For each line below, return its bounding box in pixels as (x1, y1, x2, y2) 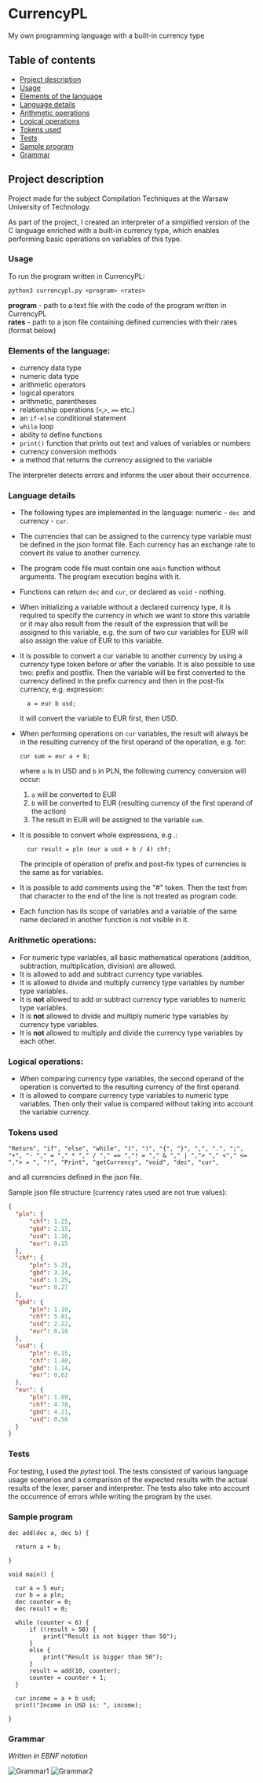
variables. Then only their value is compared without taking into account (19, 1099, 254, 1109)
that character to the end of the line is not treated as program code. (19, 891, 238, 901)
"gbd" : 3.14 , (28, 1269, 72, 1277)
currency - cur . (19, 517, 69, 526)
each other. (19, 1036, 57, 1046)
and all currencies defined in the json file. (8, 1173, 142, 1182)
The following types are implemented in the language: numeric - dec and (19, 508, 256, 517)
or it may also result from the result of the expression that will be (19, 619, 228, 628)
